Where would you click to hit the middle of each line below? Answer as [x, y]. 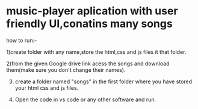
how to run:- [22, 40]
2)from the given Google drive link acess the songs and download [88, 63]
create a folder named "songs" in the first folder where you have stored [104, 81]
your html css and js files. [47, 87]
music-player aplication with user [92, 11]
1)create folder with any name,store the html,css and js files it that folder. [96, 52]
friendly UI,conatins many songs [89, 24]
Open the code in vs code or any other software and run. [85, 99]
